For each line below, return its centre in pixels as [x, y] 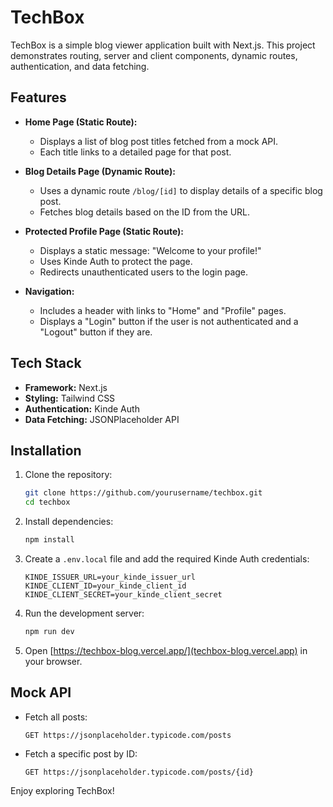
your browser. [53, 661]
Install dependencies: [69, 522]
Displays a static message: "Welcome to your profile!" [150, 250]
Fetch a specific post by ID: [81, 753]
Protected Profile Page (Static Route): [104, 231]
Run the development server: [84, 613]
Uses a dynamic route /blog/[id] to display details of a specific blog [181, 190]
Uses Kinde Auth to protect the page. [116, 261]
